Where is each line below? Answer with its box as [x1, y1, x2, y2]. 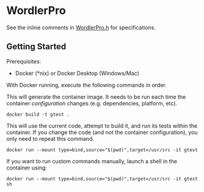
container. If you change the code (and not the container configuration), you [6, 129, 198, 136]
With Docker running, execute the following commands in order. [6, 81, 167, 88]
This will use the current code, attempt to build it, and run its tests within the [6, 122, 198, 129]
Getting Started [6, 41, 67, 52]
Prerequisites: [6, 57, 42, 65]
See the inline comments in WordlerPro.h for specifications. [6, 24, 156, 31]
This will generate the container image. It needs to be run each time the [6, 93, 186, 101]
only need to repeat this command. [6, 135, 95, 142]
